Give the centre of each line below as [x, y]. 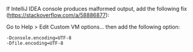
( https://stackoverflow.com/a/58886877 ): [58, 15]
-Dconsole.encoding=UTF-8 [39, 38]
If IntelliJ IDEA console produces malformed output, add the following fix [97, 9]
